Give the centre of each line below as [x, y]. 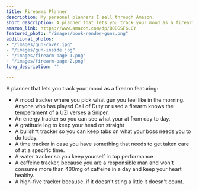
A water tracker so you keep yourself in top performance [84, 157]
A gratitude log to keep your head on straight [69, 125]
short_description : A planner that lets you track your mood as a [90, 22]
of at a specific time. [40, 150]
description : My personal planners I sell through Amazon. [81, 17]
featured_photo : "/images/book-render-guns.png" [67, 34]
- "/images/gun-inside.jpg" [41, 50]
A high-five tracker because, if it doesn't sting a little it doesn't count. [99, 182]
